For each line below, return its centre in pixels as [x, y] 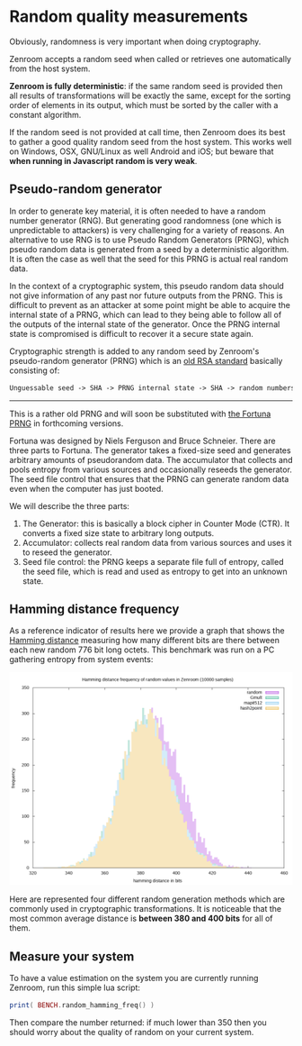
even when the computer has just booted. [86, 488]
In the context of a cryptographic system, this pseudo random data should [147, 286]
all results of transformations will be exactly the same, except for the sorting [150, 96]
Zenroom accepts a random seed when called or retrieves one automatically [151, 59]
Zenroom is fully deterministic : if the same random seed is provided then [146, 86]
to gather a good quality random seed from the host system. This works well [151, 141]
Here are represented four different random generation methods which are [147, 899]
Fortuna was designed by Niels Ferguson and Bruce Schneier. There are [142, 441]
